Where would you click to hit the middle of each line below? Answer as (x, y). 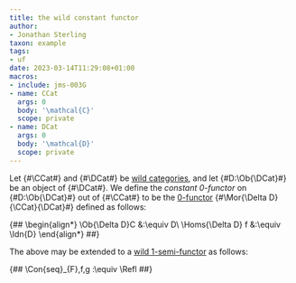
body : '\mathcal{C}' (56, 110)
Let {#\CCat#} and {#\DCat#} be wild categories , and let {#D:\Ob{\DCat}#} (148, 178)
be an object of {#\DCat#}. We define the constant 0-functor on (128, 187)
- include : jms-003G (48, 85)
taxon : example (38, 43)
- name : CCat (34, 93)
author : (24, 26)
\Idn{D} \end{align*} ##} (55, 234)
